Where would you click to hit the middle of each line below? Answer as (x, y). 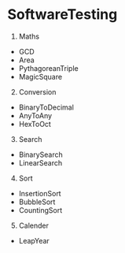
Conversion (37, 91)
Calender (33, 225)
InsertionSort (40, 193)
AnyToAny (35, 115)
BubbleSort (37, 202)
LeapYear (34, 240)
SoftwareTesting (63, 15)
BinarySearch (41, 154)
